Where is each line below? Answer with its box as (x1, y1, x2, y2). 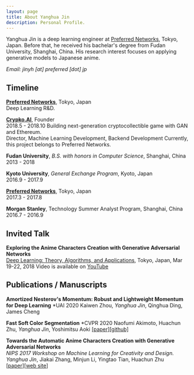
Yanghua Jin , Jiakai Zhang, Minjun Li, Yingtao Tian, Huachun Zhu (6, 356, 165, 363)
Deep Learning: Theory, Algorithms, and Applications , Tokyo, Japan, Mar (6, 257, 183, 263)
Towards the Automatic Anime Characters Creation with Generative (6, 337, 175, 344)
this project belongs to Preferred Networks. (6, 141, 112, 148)
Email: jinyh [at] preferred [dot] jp (6, 66, 87, 73)
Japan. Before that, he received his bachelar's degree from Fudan (6, 42, 166, 49)
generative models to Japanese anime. (6, 54, 101, 62)
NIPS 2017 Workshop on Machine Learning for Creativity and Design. (6, 349, 175, 356)
